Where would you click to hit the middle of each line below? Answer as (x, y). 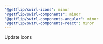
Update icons (18, 37)
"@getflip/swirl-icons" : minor (37, 10)
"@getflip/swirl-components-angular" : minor (51, 19)
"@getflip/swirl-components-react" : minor (49, 23)
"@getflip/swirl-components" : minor (43, 14)
